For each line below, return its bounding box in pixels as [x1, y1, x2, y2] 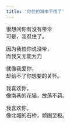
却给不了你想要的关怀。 [6, 72, 62, 79]
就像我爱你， [6, 65, 37, 72]
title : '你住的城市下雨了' [6, 8, 65, 15]
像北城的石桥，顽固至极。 [6, 112, 68, 119]
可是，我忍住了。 [6, 33, 47, 40]
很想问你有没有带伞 [6, 25, 52, 32]
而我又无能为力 [6, 52, 42, 59]
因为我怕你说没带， [6, 45, 52, 52]
